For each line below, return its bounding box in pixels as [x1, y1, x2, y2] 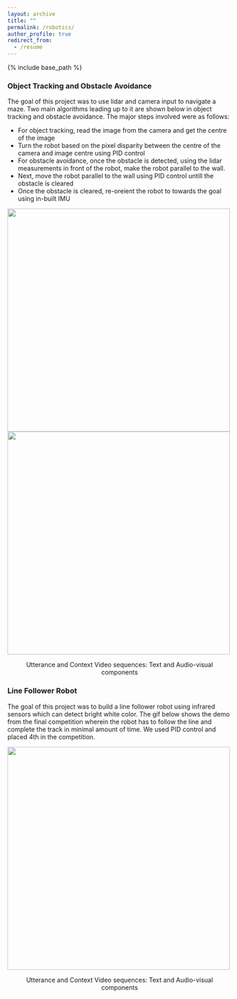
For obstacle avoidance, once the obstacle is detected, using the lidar [17, 156, 222, 165]
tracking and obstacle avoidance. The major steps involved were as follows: [7, 112, 230, 121]
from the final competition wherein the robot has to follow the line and [7, 717, 212, 726]
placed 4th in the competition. [7, 732, 95, 741]
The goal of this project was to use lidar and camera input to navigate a [7, 97, 216, 106]
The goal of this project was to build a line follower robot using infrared [7, 702, 216, 711]
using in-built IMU [17, 194, 70, 203]
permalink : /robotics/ [7, 24, 75, 31]
